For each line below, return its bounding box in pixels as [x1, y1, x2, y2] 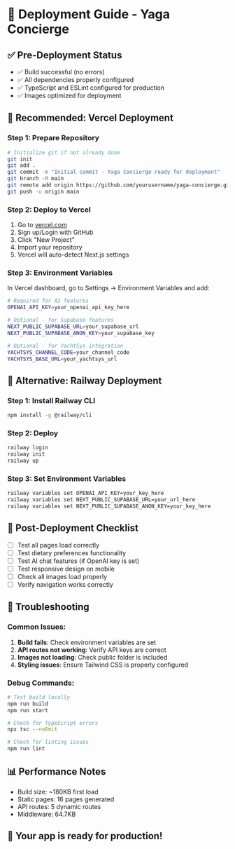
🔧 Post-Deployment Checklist [7, 522, 138, 534]
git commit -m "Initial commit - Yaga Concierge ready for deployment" [7, 168, 220, 176]
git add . [7, 162, 36, 169]
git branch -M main [7, 175, 64, 182]
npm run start [7, 707, 49, 714]
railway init [7, 451, 45, 458]
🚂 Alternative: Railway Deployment [7, 374, 162, 386]
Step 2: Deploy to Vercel [7, 205, 91, 215]
